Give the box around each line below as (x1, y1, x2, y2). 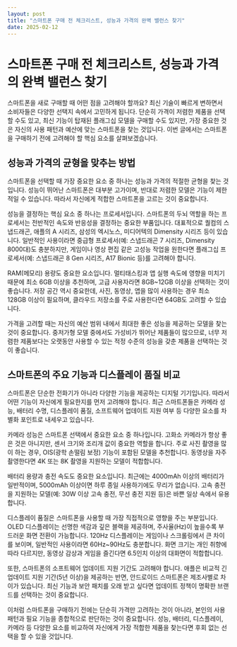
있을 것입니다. (35, 631, 73, 641)
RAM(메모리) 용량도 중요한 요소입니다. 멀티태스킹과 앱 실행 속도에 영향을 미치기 (7, 269, 226, 277)
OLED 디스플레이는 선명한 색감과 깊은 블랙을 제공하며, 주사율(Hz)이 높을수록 (7, 522, 217, 531)
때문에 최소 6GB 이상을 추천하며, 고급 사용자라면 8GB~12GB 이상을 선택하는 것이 (7, 277, 230, 287)
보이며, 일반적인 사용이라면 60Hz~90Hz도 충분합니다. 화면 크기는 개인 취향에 (14, 539, 227, 549)
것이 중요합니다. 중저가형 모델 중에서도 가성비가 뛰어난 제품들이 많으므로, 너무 (7, 328, 220, 337)
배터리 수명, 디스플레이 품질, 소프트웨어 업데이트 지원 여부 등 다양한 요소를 (16, 406, 220, 415)
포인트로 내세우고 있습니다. (20, 415, 95, 423)
